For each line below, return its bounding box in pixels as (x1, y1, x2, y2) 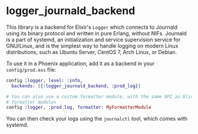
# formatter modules (6, 99, 57, 105)
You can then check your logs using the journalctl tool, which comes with (6, 115, 187, 122)
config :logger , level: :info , (6, 78, 83, 83)
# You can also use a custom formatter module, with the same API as (6, 93, 181, 99)
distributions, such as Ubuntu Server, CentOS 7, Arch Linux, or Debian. (6, 48, 177, 55)
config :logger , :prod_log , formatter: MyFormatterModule (6, 105, 151, 110)
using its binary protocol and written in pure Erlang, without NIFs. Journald (6, 29, 187, 36)
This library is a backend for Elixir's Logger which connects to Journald (6, 24, 178, 31)
